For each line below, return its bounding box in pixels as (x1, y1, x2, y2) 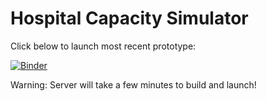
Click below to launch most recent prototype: (10, 40, 197, 52)
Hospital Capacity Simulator (10, 7, 249, 30)
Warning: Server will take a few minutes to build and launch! (10, 78, 257, 91)
